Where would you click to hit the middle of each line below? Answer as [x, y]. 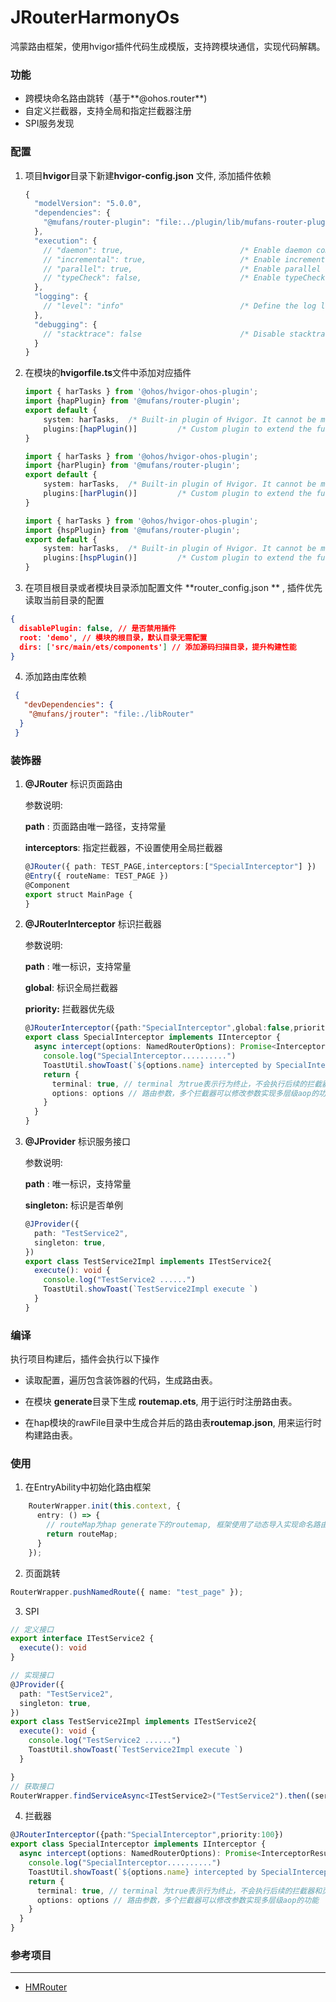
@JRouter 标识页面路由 [73, 784]
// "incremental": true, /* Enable [162, 259]
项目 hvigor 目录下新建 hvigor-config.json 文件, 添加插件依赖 [148, 175]
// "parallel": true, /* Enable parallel [182, 269]
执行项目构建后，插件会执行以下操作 [85, 1359]
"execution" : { [66, 241]
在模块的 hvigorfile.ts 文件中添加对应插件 [108, 373]
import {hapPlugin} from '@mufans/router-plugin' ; [132, 401]
